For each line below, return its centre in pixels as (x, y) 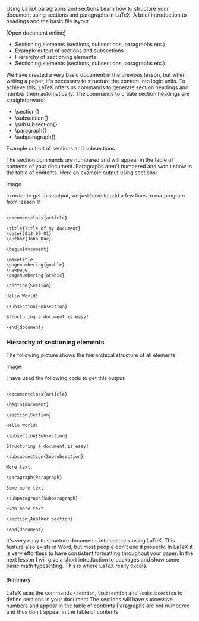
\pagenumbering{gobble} (36, 265)
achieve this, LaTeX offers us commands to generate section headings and (97, 87)
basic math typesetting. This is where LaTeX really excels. (77, 566)
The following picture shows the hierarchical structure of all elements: (91, 355)
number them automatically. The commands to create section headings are (98, 94)
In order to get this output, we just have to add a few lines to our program (96, 195)
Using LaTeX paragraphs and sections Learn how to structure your (88, 9)
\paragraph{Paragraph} (34, 478)
